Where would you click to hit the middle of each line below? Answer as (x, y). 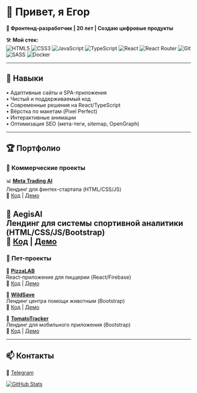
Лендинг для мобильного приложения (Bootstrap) (68, 325)
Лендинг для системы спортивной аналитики (95, 223)
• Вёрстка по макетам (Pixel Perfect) (52, 111)
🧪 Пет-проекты (29, 258)
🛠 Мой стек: (22, 40)
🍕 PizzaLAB (21, 271)
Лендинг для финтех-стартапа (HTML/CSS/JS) (64, 189)
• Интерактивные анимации (41, 117)
